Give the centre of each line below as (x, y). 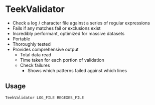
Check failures (35, 65)
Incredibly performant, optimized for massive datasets (68, 33)
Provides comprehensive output (45, 49)
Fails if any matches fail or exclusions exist (56, 28)
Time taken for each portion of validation (62, 60)
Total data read (36, 54)
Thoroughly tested (32, 44)
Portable (21, 39)
